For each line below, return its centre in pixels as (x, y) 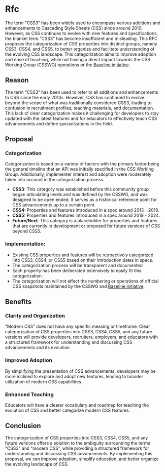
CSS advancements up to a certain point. (54, 205)
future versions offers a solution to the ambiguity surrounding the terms (78, 443)
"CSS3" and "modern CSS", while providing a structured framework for (77, 448)
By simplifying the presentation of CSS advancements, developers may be (81, 371)
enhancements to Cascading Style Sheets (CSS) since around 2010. (74, 28)
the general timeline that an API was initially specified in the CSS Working (80, 169)
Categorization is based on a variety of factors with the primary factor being (82, 164)
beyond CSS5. (27, 231)
